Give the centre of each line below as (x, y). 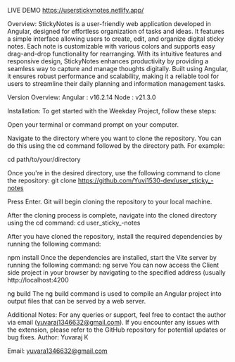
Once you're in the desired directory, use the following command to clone (114, 173)
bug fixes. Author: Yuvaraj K (48, 337)
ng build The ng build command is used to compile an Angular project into (114, 294)
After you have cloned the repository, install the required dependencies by (115, 236)
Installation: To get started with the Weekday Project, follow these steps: (112, 111)
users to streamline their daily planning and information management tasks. (116, 83)
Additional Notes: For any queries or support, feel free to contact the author (117, 315)
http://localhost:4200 (38, 280)
